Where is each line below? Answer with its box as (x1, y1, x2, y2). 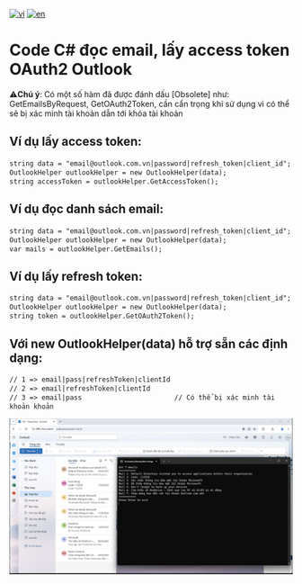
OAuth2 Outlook (9, 59, 133, 80)
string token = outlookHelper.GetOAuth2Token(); (9, 311, 195, 321)
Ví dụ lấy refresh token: (9, 268, 143, 283)
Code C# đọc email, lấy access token (9, 40, 290, 60)
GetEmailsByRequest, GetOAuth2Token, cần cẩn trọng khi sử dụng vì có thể (9, 98, 290, 109)
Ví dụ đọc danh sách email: (9, 202, 164, 217)
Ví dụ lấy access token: (9, 134, 142, 149)
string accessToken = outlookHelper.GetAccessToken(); (9, 176, 219, 186)
